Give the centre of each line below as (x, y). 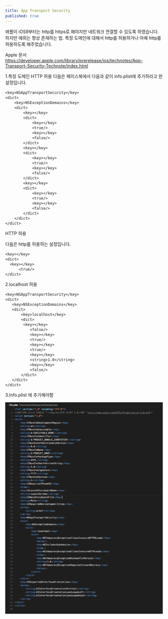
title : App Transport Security (38, 11)
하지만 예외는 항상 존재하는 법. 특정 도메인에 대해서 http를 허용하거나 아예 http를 (83, 38)
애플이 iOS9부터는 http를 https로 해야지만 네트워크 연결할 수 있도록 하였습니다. (82, 31)
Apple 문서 (16, 55)
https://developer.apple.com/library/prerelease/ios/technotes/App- (74, 60)
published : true (22, 16)
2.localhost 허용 (21, 284)
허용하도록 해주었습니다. (29, 44)
